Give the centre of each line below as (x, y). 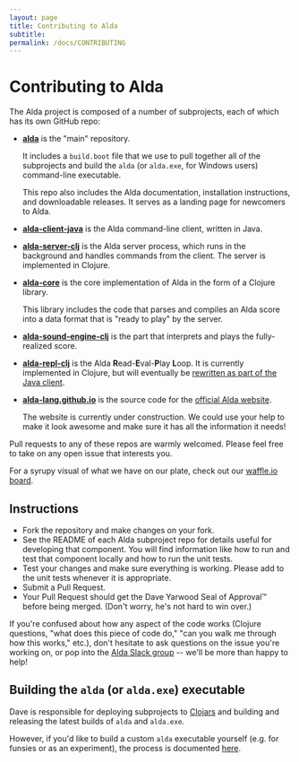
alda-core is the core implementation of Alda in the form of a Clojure (149, 282)
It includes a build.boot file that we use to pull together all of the (141, 156)
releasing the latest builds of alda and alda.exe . (97, 721)
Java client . (43, 383)
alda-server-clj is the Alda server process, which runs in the (134, 247)
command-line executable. (72, 175)
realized (37, 346)
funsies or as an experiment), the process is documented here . (125, 748)
